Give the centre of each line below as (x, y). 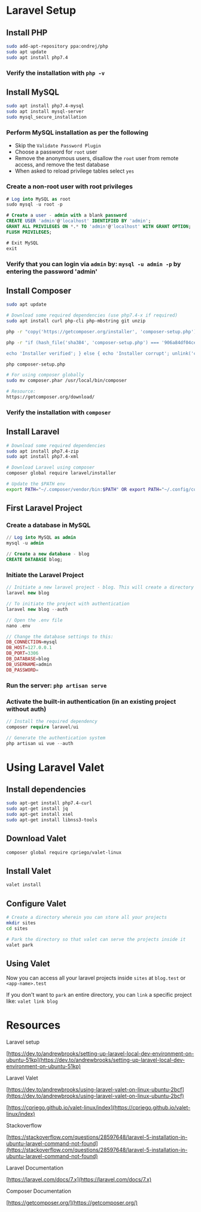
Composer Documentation (39, 1191)
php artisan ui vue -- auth (40, 743)
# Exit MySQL (22, 243)
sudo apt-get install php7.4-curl (49, 803)
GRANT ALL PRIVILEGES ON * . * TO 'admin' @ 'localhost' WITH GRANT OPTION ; (99, 227)
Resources (33, 1025)
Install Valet (29, 871)
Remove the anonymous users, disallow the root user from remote (97, 158)
